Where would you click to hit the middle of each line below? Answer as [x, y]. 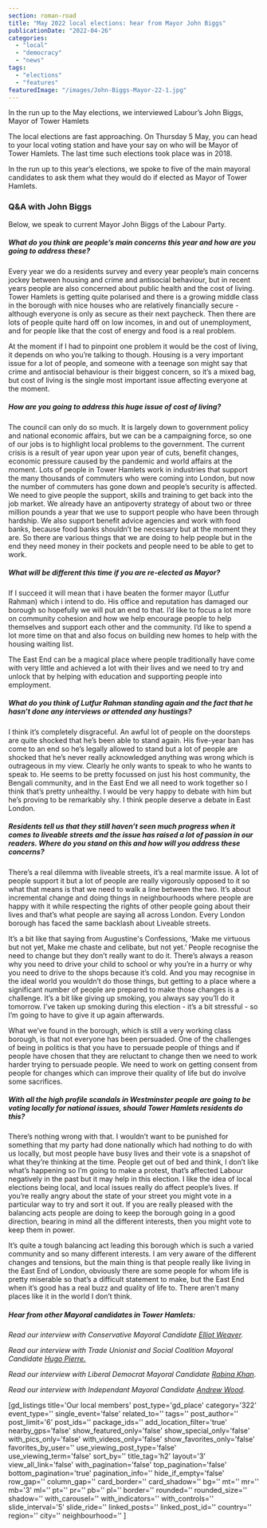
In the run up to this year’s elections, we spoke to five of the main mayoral [130, 169]
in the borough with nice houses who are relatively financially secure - [124, 305]
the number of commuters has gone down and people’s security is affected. [133, 486]
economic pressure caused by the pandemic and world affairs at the [120, 461]
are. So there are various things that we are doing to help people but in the [130, 537]
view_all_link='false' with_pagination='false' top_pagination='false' [118, 1465]
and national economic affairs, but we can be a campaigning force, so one [130, 436]
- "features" [37, 82]
